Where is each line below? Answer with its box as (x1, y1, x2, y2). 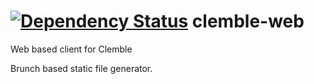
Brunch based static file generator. (10, 62, 153, 74)
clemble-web (191, 10, 305, 33)
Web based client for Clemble (10, 43, 133, 55)
